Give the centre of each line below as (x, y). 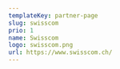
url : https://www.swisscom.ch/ (60, 52)
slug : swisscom (34, 23)
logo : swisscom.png (41, 45)
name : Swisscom (34, 38)
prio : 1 (21, 30)
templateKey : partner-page (53, 15)
